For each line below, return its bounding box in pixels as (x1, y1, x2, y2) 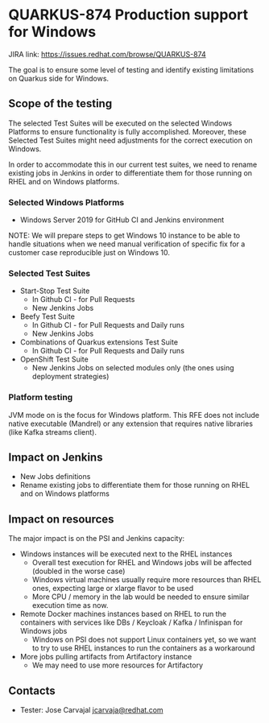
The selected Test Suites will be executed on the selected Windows (8, 118, 232, 128)
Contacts (8, 684, 56, 697)
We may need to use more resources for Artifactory (31, 660, 204, 670)
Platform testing (8, 392, 73, 403)
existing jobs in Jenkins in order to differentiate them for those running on (8, 167, 252, 178)
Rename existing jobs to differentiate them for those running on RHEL (19, 481, 250, 490)
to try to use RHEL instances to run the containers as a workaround (31, 643, 255, 653)
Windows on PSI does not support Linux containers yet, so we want (31, 634, 257, 645)
